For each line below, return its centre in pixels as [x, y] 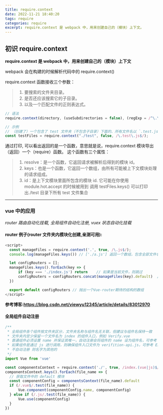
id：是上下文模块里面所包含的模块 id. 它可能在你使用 [76, 180]
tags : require [19, 18]
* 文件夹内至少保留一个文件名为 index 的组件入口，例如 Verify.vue [68, 336]
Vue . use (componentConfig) [44, 399]
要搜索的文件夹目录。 [45, 92]
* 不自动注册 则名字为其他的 [32, 350]
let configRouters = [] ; [34, 263]
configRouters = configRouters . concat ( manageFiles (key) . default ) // [90, 277]
